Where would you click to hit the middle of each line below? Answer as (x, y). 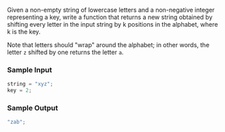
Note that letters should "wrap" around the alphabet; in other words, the (108, 45)
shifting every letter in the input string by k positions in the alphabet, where (112, 24)
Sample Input (30, 70)
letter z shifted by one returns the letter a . (66, 52)
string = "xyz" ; (30, 84)
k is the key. (24, 31)
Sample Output (32, 107)
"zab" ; (16, 122)
